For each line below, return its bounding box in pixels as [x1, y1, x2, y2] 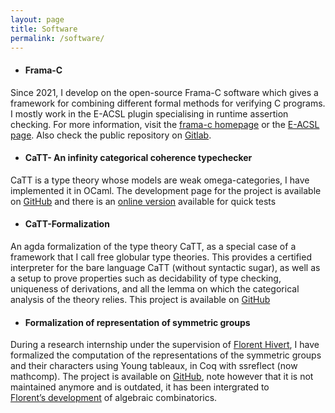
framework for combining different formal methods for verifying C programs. [10, 97, 326, 109]
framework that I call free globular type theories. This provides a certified [10, 251, 312, 263]
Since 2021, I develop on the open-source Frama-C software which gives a [10, 86, 319, 98]
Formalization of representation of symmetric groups [24, 316, 251, 328]
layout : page [10, 14, 65, 25]
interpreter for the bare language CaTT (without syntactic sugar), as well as [10, 261, 321, 273]
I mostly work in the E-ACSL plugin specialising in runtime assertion [10, 107, 289, 120]
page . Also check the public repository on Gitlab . [10, 129, 212, 141]
